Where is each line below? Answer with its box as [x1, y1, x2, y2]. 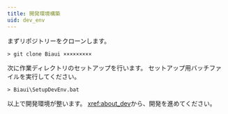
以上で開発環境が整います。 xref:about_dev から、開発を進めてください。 [7, 99, 216, 108]
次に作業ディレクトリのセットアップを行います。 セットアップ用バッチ [7, 63, 210, 72]
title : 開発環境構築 [7, 10, 61, 17]
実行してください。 [25, 72, 81, 81]
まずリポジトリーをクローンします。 [7, 36, 110, 45]
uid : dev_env [7, 17, 45, 24]
